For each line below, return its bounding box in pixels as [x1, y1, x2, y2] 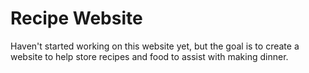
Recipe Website [10, 7, 143, 30]
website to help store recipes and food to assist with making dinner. [10, 50, 289, 62]
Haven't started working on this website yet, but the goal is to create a [10, 40, 300, 52]
